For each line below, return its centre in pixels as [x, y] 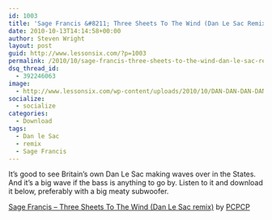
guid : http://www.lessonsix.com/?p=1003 [78, 53]
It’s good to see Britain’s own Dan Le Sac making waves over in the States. [132, 174]
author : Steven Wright [47, 38]
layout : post [30, 46]
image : [19, 83]
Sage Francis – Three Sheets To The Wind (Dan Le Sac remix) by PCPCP [130, 207]
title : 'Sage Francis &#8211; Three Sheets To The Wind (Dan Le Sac [126, 23]
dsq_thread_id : [34, 69]
